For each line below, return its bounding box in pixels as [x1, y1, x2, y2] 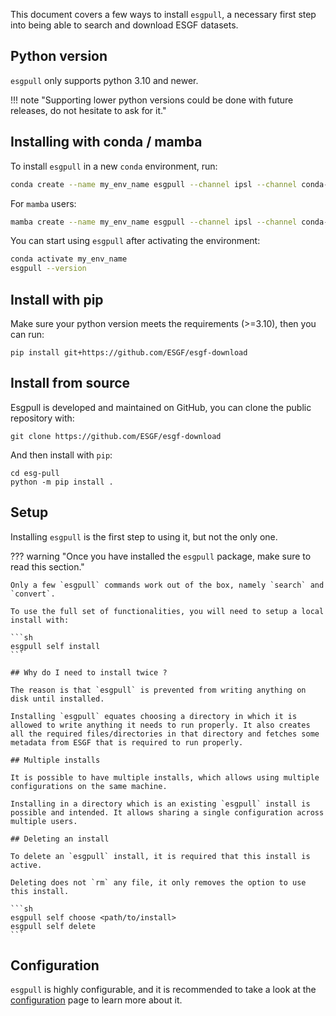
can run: [10, 328, 45, 340]
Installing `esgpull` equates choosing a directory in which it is [10, 711, 298, 721]
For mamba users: [10, 197, 77, 209]
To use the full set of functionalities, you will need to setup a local [10, 606, 325, 616]
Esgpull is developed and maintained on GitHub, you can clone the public [10, 401, 312, 413]
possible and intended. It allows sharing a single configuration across [10, 807, 325, 818]
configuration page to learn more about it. [10, 994, 183, 1006]
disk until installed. [10, 694, 105, 704]
